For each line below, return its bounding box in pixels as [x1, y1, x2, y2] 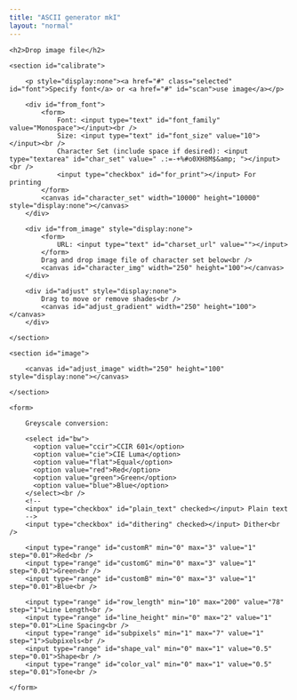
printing [9, 178, 42, 187]
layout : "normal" [9, 21, 74, 30]
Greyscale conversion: [25, 418, 109, 427]
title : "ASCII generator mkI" [9, 12, 122, 22]
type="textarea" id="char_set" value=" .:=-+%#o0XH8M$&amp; [9, 155, 237, 163]
